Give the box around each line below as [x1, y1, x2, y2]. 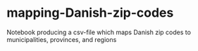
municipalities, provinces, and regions [6, 35, 117, 43]
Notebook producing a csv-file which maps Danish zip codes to [6, 28, 192, 36]
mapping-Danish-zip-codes [6, 5, 174, 21]
